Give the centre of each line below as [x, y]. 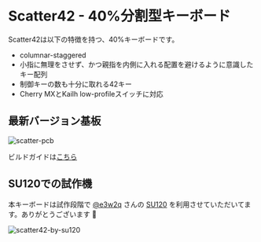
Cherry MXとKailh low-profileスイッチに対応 [91, 93]
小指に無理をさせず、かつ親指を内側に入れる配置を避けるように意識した [136, 64]
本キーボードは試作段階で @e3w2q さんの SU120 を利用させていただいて [127, 204]
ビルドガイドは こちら [42, 156]
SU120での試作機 [50, 184]
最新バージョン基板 [55, 121]
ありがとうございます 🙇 [59, 214]
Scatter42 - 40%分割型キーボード [119, 16]
